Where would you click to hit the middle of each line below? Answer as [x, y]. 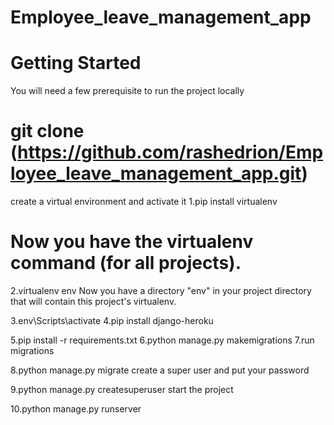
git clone [47, 131]
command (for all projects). [126, 263]
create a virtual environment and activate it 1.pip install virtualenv [144, 202]
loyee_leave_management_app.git [156, 173]
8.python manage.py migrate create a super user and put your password [160, 370]
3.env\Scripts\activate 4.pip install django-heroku [112, 320]
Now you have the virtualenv [132, 242]
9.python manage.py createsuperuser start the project [122, 389]
